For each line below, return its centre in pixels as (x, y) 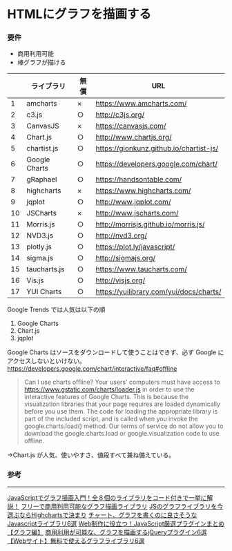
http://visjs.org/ (120, 280)
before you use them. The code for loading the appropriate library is (121, 412)
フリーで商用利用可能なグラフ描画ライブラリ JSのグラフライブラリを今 (122, 506)
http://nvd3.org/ (121, 235)
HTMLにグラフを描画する (79, 14)
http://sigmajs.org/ (126, 258)
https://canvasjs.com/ (131, 126)
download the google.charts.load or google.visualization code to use (122, 434)
